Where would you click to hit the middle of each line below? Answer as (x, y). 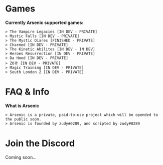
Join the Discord (40, 143)
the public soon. (23, 119)
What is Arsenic (22, 105)
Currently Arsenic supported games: (44, 22)
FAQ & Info (27, 92)
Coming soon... (21, 157)
